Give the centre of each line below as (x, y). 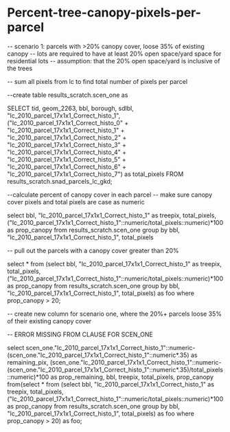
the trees (20, 68)
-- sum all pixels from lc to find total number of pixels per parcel (97, 81)
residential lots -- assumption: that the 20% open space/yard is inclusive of (114, 61)
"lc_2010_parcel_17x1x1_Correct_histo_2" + (67, 137)
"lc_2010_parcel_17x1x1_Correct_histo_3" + (67, 144)
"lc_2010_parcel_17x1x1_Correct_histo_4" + (67, 152)
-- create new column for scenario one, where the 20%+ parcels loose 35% (114, 314)
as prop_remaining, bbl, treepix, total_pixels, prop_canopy (132, 377)
